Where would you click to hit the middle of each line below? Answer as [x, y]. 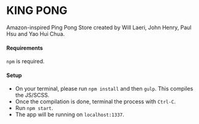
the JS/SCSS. [32, 95]
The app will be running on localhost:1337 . [69, 115]
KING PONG [37, 11]
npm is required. [25, 61]
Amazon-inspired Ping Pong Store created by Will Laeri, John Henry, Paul [99, 27]
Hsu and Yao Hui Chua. [36, 33]
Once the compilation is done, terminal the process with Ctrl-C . [96, 102]
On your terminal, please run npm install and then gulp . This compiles [104, 89]
